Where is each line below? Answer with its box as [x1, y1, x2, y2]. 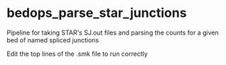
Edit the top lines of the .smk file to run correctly [6, 49, 149, 58]
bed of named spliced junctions [6, 35, 99, 44]
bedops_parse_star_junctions [6, 5, 187, 21]
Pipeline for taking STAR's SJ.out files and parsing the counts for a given [6, 28, 220, 37]
